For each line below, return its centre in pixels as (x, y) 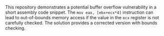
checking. (15, 28)
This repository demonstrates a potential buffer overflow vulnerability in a (81, 7)
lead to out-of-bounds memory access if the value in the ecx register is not (82, 18)
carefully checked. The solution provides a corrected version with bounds (81, 23)
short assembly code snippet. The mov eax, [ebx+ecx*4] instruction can (79, 12)
